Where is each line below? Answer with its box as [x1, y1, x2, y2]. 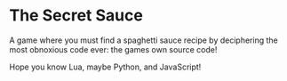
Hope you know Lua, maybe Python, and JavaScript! [9, 61, 202, 72]
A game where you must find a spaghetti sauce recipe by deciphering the [9, 35, 278, 45]
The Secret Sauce [9, 5, 144, 26]
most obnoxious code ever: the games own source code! [9, 44, 218, 54]
